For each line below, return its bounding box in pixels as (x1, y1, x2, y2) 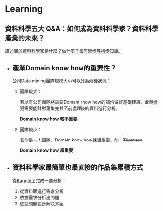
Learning (5, 3, 43, 15)
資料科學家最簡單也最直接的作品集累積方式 (12, 163, 143, 172)
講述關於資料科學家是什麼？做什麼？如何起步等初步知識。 (5, 48, 123, 54)
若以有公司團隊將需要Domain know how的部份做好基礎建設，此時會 (19, 99, 158, 105)
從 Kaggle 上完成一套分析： (12, 177, 66, 183)
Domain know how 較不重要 (19, 116, 78, 122)
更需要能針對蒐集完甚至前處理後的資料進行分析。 (19, 105, 120, 111)
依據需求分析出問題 (19, 194, 60, 200)
